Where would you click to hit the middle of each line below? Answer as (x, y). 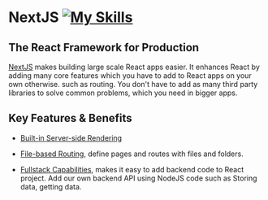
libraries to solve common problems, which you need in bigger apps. (123, 93)
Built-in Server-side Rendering (71, 137)
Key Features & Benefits (70, 118)
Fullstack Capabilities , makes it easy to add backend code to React (132, 169)
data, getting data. (51, 186)
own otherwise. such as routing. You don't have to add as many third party (133, 84)
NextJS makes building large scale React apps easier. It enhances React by (134, 67)
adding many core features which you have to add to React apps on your (130, 76)
